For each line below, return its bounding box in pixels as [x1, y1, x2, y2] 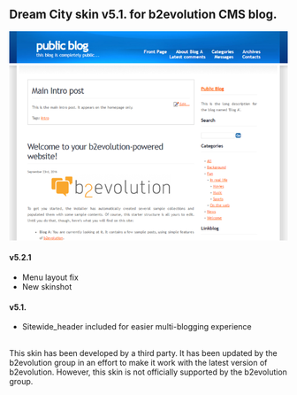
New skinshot [21, 282, 72, 292]
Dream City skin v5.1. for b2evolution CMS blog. [9, 7, 278, 22]
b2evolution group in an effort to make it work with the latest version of [9, 358, 268, 368]
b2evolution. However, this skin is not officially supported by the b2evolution [9, 367, 287, 377]
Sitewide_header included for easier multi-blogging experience [21, 321, 252, 332]
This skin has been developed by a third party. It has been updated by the [9, 348, 278, 359]
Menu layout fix [21, 272, 80, 283]
